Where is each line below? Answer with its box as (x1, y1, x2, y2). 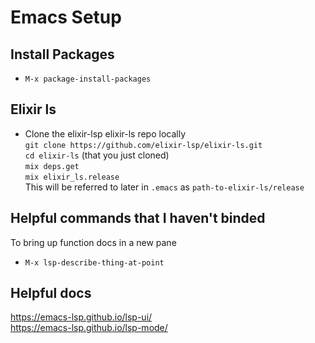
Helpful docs (10, 285, 92, 302)
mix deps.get (24, 161, 80, 171)
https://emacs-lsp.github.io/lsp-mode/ (10, 322, 168, 334)
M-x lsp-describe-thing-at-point (24, 257, 165, 268)
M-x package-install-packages (24, 74, 152, 84)
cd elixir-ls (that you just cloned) (24, 149, 170, 161)
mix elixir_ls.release (24, 172, 120, 182)
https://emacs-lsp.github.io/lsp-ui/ (10, 311, 153, 323)
